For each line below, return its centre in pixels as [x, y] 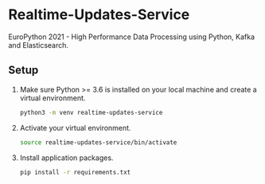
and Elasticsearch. [39, 45]
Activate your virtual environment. [75, 127]
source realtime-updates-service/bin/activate [98, 142]
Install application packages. [66, 158]
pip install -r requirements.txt [75, 172]
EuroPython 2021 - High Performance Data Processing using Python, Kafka [132, 37]
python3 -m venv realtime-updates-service [91, 112]
